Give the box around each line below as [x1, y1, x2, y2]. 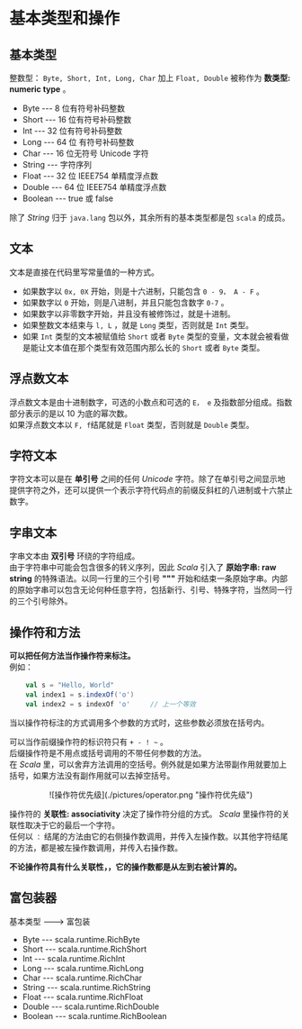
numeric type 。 [9, 84, 71, 95]
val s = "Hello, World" [25, 681, 115, 690]
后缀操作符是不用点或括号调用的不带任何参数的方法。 [9, 747, 207, 758]
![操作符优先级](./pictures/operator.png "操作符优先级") [49, 789, 253, 800]
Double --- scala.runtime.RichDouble [22, 1001, 160, 1012]
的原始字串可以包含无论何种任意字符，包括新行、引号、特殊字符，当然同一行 [9, 585, 293, 596]
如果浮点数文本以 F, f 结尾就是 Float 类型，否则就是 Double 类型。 [9, 419, 254, 430]
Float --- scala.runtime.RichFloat [22, 991, 144, 1002]
